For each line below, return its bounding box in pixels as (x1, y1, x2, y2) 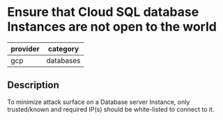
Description (7, 79, 59, 91)
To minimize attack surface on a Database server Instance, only (7, 98, 190, 106)
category (47, 44, 79, 53)
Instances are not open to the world (7, 19, 217, 35)
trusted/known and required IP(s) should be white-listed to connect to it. (7, 105, 215, 113)
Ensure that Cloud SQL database (7, 4, 199, 20)
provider (10, 44, 40, 53)
